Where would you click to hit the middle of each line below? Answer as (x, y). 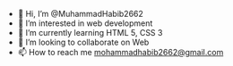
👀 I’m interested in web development (85, 23)
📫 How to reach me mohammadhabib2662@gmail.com (121, 52)
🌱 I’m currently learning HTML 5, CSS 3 (90, 33)
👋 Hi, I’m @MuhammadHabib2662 (80, 14)
